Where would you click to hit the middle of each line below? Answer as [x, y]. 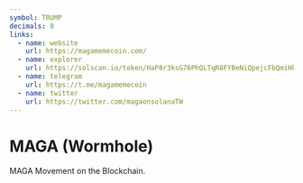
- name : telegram [50, 77]
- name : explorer [50, 59]
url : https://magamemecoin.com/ [86, 51]
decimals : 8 [32, 26]
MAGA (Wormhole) [82, 146]
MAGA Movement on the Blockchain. [78, 171]
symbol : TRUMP [36, 18]
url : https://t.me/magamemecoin [86, 85]
